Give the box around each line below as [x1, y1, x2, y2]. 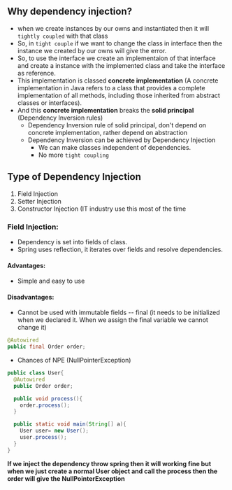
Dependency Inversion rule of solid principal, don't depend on [27, 120, 207, 129]
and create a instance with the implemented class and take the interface [17, 61, 226, 69]
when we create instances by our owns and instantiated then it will [17, 24, 210, 32]
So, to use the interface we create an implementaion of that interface [17, 54, 216, 62]
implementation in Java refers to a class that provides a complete [17, 83, 205, 92]
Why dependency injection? [7, 6, 133, 17]
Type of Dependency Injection [7, 171, 142, 183]
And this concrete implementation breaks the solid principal [17, 106, 194, 114]
